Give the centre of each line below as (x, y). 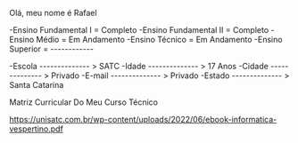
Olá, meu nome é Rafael (53, 13)
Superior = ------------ (51, 49)
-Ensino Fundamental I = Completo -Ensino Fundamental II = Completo (139, 30)
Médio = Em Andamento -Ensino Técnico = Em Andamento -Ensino (159, 40)
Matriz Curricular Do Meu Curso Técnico (84, 102)
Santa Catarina (37, 85)
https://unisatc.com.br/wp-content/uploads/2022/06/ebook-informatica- (143, 119)
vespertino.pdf (37, 129)
